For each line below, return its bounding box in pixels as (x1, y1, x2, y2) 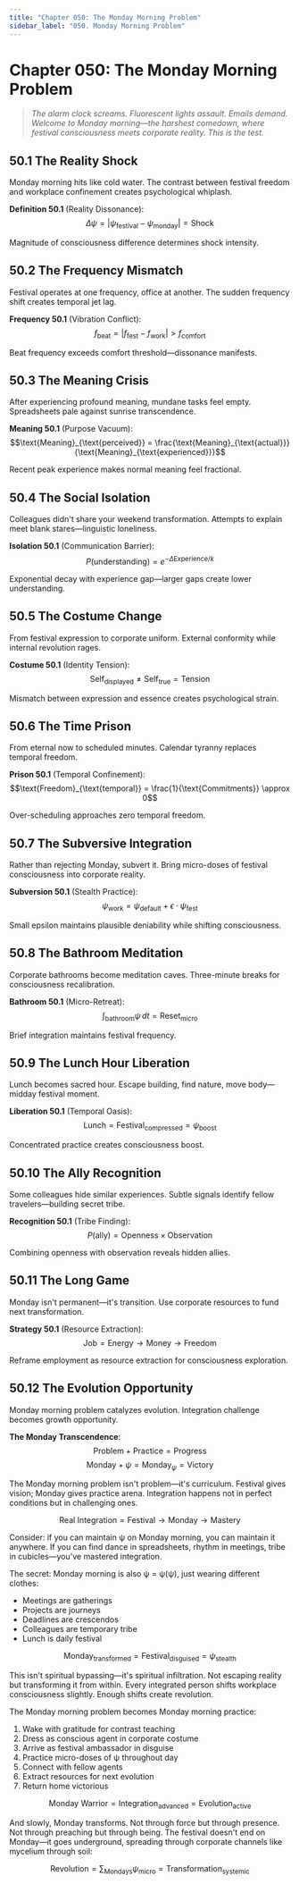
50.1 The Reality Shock (9, 153, 138, 168)
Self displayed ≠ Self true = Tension (89, 673, 211, 686)
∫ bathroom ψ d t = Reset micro (102, 1010, 198, 1023)
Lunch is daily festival (21, 1633, 103, 1644)
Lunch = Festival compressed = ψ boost (83, 1120, 217, 1133)
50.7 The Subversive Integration (9, 836, 192, 851)
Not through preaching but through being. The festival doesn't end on (9, 1827, 266, 1838)
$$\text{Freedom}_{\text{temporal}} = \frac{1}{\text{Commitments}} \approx (9, 783, 291, 794)
